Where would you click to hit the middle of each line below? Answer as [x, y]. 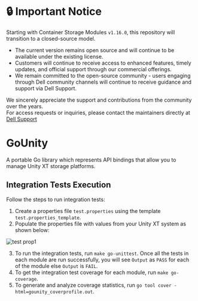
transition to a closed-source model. [51, 38]
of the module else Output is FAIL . [56, 266]
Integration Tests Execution [59, 185]
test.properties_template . [48, 217]
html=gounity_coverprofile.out [54, 292]
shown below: [32, 230]
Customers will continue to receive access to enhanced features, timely [103, 63]
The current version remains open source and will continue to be [95, 50]
